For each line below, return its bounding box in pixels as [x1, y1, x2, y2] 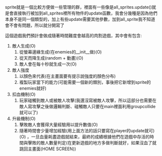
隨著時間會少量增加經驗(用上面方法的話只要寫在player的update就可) [19, 128, 155, 133]
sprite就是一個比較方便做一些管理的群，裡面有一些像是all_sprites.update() [5, 4, 152, 10]
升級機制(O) [12, 116, 36, 121]
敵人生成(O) [12, 43, 36, 48]
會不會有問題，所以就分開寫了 [5, 22, 64, 28]
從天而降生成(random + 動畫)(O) [19, 55, 84, 61]
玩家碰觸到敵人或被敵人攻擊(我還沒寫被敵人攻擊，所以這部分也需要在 [19, 97, 157, 103]
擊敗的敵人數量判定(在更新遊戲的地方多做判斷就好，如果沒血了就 [28, 140, 157, 145]
